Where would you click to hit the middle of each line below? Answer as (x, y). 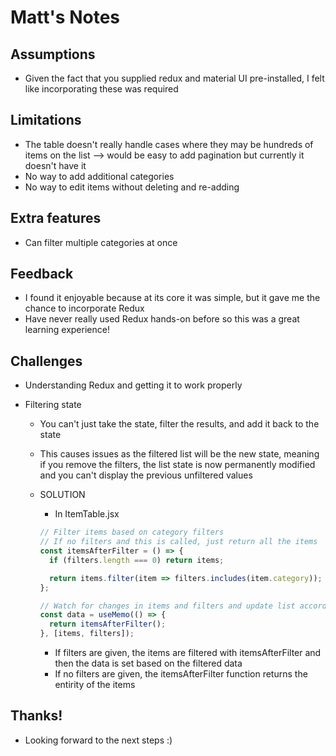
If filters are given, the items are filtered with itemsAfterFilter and (188, 652)
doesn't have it (55, 165)
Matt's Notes (65, 17)
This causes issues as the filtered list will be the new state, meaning (179, 454)
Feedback (42, 274)
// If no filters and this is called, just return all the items (178, 542)
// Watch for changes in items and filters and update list (167, 606)
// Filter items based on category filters (132, 532)
